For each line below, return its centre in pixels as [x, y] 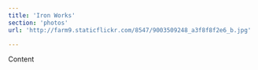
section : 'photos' [38, 23]
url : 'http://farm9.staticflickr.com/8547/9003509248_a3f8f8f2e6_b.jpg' [130, 30]
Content [21, 59]
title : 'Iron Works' [42, 15]
